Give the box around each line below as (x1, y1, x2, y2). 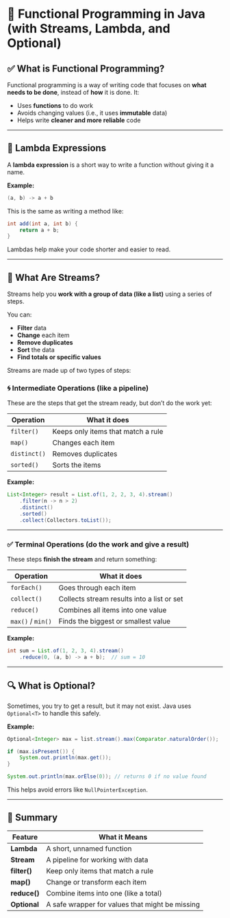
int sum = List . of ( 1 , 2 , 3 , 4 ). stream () (7, 647, 125, 654)
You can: (7, 310, 32, 319)
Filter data (16, 324, 47, 332)
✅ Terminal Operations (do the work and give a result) (7, 539, 190, 549)
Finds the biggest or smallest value (58, 617, 171, 626)
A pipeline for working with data (46, 855, 149, 864)
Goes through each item (58, 583, 136, 593)
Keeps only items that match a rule (52, 427, 164, 437)
